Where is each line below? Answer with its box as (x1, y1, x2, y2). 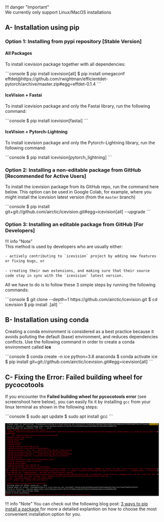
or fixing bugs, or (5, 259, 45, 263)
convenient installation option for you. (5, 511, 81, 517)
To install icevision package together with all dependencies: (5, 61, 126, 67)
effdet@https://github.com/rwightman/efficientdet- (5, 76, 108, 82)
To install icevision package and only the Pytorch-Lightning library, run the (5, 139, 155, 146)
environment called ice (5, 344, 51, 350)
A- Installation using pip (5, 23, 80, 32)
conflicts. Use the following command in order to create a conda (5, 339, 135, 345)
